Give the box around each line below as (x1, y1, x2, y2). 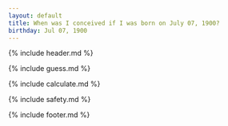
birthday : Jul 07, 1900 (8, 26, 88, 34)
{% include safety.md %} (8, 95, 91, 104)
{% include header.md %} (8, 49, 94, 58)
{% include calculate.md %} (8, 79, 101, 89)
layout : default (8, 11, 62, 20)
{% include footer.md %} (8, 110, 90, 120)
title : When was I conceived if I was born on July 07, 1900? (8, 19, 220, 27)
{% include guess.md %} (8, 64, 90, 73)
